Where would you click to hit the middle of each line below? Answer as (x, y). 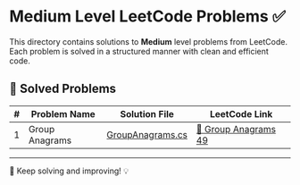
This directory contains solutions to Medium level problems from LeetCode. (149, 41)
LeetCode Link (241, 114)
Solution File (147, 114)
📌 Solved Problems (63, 89)
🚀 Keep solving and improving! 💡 (69, 171)
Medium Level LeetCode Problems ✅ (147, 17)
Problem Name (63, 114)
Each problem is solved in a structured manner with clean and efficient (139, 51)
